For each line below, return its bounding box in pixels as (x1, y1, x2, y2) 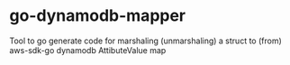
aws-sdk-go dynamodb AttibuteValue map (9, 44, 167, 55)
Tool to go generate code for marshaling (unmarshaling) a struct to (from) (9, 35, 282, 46)
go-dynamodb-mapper (9, 5, 186, 26)
